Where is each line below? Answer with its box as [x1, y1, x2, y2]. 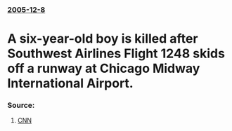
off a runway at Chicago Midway [7, 61, 200, 76]
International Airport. [7, 76, 134, 92]
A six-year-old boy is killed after [7, 31, 198, 47]
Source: [7, 100, 35, 110]
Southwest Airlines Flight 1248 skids [7, 46, 225, 62]
